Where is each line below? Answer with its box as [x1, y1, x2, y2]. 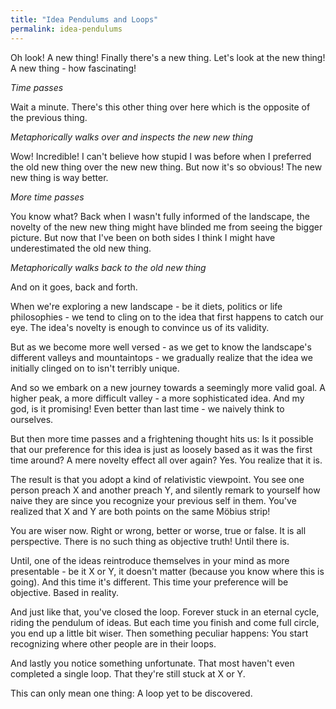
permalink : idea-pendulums [10, 24, 123, 34]
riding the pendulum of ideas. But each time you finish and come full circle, [10, 616, 320, 628]
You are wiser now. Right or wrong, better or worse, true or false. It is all [10, 524, 307, 536]
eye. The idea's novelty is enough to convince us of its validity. [10, 321, 270, 333]
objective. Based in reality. [10, 586, 120, 598]
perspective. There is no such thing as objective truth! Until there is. [10, 535, 290, 547]
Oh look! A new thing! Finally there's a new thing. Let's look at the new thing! [10, 51, 326, 63]
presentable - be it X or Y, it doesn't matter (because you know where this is [10, 565, 325, 577]
